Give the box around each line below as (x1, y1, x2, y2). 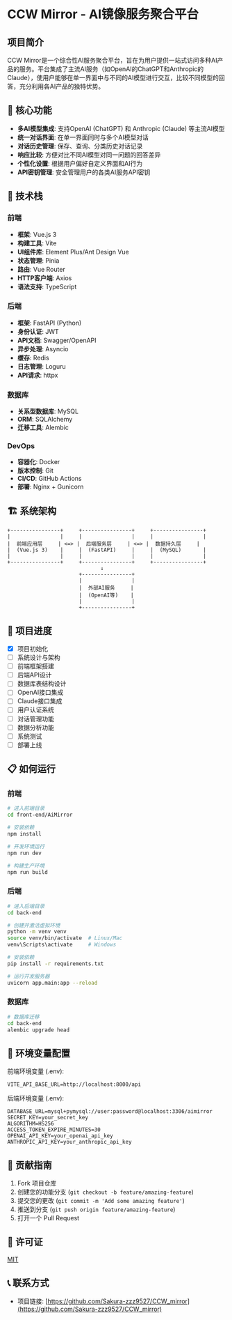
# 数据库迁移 (7, 1013, 40, 1020)
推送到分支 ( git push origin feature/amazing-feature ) (17, 1205, 176, 1213)
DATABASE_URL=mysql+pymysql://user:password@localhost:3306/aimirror (7, 1108, 213, 1115)
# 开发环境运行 (7, 843, 45, 850)
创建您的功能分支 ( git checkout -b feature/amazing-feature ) (17, 1188, 194, 1196)
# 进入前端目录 (7, 805, 45, 812)
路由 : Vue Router (17, 265, 66, 273)
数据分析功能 (17, 723, 54, 732)
